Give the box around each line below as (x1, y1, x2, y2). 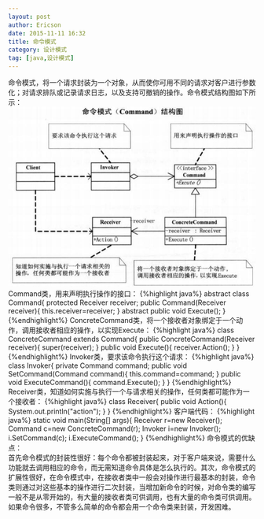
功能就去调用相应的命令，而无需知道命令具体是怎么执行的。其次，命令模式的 (8, 463, 256, 473)
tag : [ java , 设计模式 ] (8, 54, 75, 62)
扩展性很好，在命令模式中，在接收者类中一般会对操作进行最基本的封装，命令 (8, 473, 256, 482)
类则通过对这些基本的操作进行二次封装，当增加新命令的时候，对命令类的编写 (8, 483, 256, 492)
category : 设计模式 (8, 46, 68, 54)
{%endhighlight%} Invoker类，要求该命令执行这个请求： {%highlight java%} (8, 352, 255, 361)
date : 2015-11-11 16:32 (8, 29, 86, 37)
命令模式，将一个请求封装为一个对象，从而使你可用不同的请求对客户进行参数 (8, 78, 256, 87)
